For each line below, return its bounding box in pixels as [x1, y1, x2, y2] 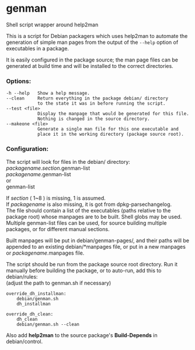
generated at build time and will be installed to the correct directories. [6, 62, 173, 69]
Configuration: [6, 145, 48, 153]
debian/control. [6, 338, 43, 345]
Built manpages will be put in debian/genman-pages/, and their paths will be [6, 236, 190, 244]
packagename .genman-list [6, 170, 71, 177]
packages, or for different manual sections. [6, 225, 110, 232]
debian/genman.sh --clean [16, 321, 80, 327]
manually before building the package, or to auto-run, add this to [6, 267, 162, 274]
